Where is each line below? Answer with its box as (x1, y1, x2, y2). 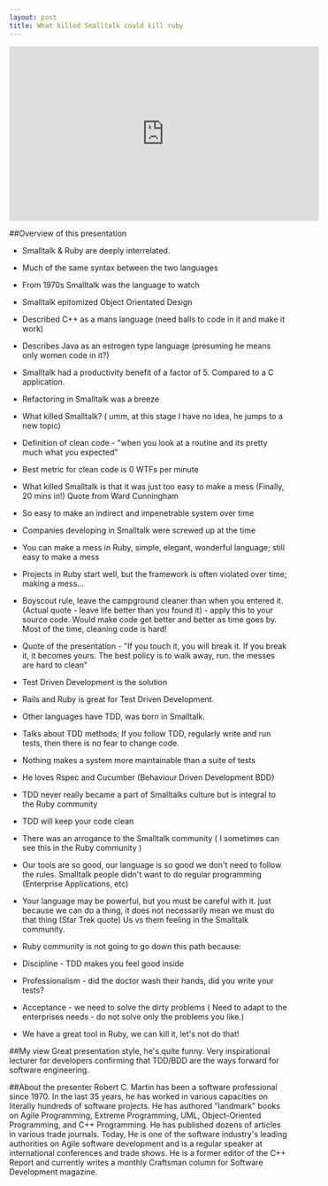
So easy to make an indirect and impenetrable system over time (21, 507, 255, 519)
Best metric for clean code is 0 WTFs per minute (21, 464, 199, 474)
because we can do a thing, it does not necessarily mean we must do (21, 905, 275, 916)
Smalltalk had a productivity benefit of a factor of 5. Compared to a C (21, 367, 274, 378)
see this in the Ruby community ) (21, 842, 142, 853)
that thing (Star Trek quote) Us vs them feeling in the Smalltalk (21, 914, 249, 925)
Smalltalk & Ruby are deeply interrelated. (21, 245, 171, 255)
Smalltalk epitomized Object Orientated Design (21, 296, 193, 307)
